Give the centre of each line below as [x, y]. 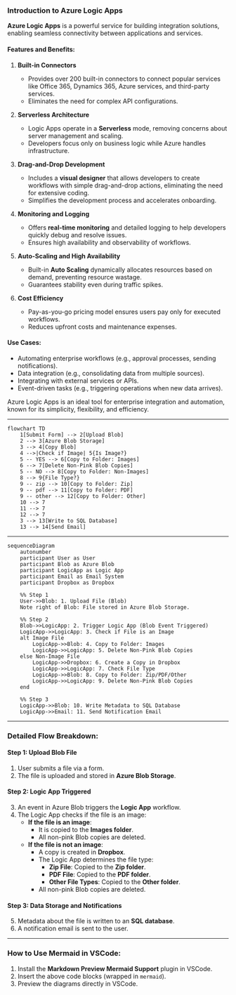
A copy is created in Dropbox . [82, 852]
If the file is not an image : [65, 845]
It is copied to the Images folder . [86, 830]
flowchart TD [26, 428]
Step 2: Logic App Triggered [49, 791]
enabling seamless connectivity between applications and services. [105, 33]
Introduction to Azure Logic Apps [65, 11]
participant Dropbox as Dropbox [67, 582]
